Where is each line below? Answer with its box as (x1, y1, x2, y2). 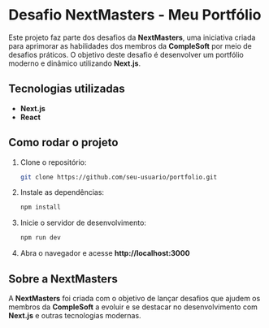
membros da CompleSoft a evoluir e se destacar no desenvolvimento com (8, 302, 258, 312)
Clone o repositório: (20, 157, 87, 167)
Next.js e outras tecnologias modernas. (8, 311, 141, 320)
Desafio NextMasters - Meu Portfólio (8, 6, 262, 24)
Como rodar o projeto (8, 136, 119, 149)
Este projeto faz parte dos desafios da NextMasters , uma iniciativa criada (8, 32, 256, 42)
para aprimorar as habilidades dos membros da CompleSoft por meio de (8, 41, 252, 50)
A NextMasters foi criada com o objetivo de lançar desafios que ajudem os (8, 294, 261, 303)
